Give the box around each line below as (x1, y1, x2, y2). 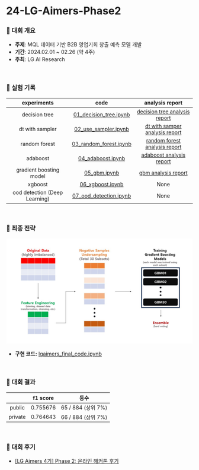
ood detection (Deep (12, 189, 63, 196)
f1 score (32, 394, 54, 401)
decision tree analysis (137, 108, 190, 115)
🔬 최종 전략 (6, 224, 36, 233)
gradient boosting (16, 166, 60, 173)
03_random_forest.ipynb (72, 140, 131, 147)
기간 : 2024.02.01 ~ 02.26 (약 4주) (14, 49, 95, 56)
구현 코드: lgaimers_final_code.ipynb (14, 350, 102, 357)
